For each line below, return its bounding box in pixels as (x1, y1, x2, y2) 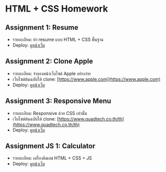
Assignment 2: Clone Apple (5, 57, 93, 66)
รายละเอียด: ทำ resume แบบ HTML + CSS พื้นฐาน (12, 36, 104, 42)
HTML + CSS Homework (5, 3, 108, 15)
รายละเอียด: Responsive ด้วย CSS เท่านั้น (12, 110, 88, 116)
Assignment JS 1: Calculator (5, 142, 96, 150)
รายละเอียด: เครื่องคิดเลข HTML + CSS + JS (12, 155, 92, 161)
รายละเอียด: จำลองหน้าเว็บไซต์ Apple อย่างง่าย (12, 70, 91, 76)
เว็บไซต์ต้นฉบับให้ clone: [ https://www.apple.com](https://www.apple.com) (12, 76, 161, 82)
